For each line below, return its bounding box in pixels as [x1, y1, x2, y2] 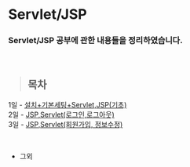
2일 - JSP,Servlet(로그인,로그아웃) [8, 110, 115, 119]
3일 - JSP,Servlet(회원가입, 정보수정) [8, 120, 123, 129]
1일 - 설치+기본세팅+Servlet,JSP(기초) [8, 100, 127, 110]
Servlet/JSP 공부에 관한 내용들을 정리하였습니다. [8, 35, 183, 46]
